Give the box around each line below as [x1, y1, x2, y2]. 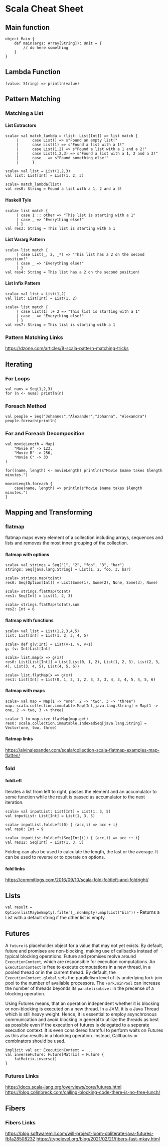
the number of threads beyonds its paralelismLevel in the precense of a [5, 985, 154, 991]
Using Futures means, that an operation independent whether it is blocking [5, 1000, 159, 1006]
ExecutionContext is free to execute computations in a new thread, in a [5, 964, 151, 970]
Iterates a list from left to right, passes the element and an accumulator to [5, 789, 157, 795]
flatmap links [5, 736, 33, 742]
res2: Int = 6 [5, 606, 35, 612]
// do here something [23, 45, 69, 50]
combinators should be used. [5, 1038, 66, 1044]
